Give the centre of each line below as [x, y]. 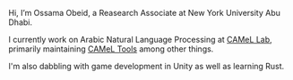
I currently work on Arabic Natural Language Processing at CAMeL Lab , [140, 40]
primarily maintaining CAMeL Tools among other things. [111, 49]
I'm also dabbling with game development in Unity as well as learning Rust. [146, 66]
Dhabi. [21, 22]
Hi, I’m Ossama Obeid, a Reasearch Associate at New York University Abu [145, 13]
